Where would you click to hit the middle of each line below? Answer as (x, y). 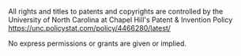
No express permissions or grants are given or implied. (98, 43)
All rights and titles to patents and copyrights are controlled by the (116, 11)
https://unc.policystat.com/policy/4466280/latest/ (90, 28)
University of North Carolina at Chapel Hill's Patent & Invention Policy (120, 20)
